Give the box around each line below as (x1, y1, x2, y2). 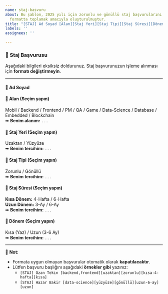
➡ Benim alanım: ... (5, 118, 48, 124)
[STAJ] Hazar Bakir (19, 280, 61, 285)
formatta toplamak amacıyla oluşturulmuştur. (9, 17, 106, 22)
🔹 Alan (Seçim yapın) (5, 96, 49, 102)
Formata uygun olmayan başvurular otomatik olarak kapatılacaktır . (12, 258, 150, 264)
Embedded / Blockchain (5, 112, 54, 118)
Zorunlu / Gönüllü (5, 168, 41, 174)
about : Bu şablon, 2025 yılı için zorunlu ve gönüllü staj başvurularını (5, 12, 162, 17)
